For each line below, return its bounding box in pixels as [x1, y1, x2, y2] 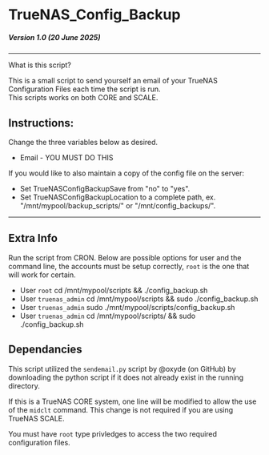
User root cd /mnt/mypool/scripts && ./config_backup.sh [19, 285, 208, 295]
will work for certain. [8, 270, 76, 280]
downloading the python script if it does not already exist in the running [8, 372, 244, 382]
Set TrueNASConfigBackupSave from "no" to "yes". [19, 183, 191, 193]
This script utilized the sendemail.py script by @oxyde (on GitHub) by [8, 364, 236, 373]
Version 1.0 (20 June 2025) [8, 32, 101, 42]
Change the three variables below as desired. [8, 137, 159, 147]
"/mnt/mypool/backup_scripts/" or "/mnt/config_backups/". [19, 200, 216, 210]
